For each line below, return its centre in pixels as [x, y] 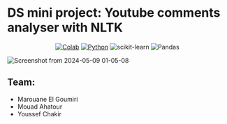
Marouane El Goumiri [47, 99]
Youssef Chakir [39, 114]
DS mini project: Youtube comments [114, 13]
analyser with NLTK [65, 28]
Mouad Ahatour [40, 107]
